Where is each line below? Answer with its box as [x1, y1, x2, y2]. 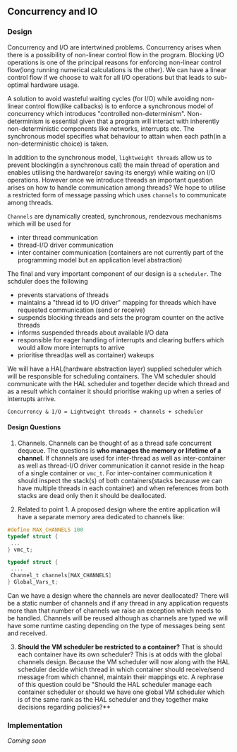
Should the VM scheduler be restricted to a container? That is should [17, 642, 223, 651]
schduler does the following [7, 277, 88, 285]
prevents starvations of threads [17, 290, 109, 299]
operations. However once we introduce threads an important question [7, 175, 214, 184]
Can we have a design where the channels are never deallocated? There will [7, 591, 229, 600]
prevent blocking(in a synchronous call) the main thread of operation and [7, 161, 220, 169]
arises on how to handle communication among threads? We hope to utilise [7, 183, 226, 192]
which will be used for [7, 219, 72, 228]
